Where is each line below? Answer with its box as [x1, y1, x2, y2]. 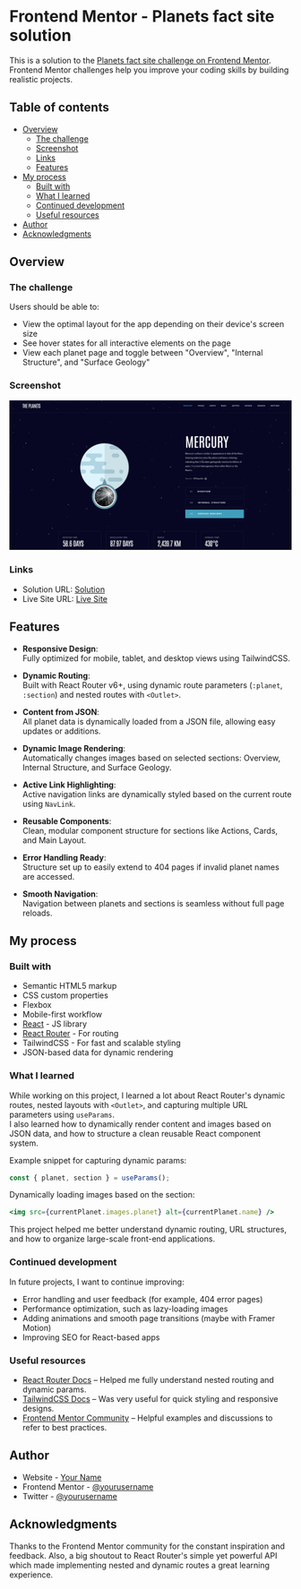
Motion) [21, 1322, 52, 1333]
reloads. [21, 907, 53, 918]
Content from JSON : [21, 706, 100, 717]
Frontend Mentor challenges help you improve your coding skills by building [9, 64, 289, 75]
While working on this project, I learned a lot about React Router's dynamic [9, 1090, 286, 1101]
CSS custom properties [21, 990, 109, 1001]
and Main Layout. [21, 835, 87, 846]
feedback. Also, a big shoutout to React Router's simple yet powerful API [9, 1550, 278, 1560]
